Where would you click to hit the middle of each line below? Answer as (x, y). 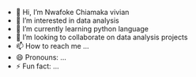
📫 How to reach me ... (52, 46)
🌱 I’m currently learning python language (82, 29)
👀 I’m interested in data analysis (68, 20)
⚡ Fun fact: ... (37, 66)
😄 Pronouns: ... (41, 57)
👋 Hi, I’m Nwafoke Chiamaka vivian (72, 12)
